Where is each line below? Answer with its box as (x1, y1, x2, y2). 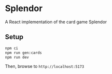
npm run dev (5, 55, 29, 59)
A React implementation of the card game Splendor (5, 19, 107, 25)
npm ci (5, 45, 18, 51)
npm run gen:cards (5, 50, 42, 55)
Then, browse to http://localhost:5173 (5, 63, 84, 69)
